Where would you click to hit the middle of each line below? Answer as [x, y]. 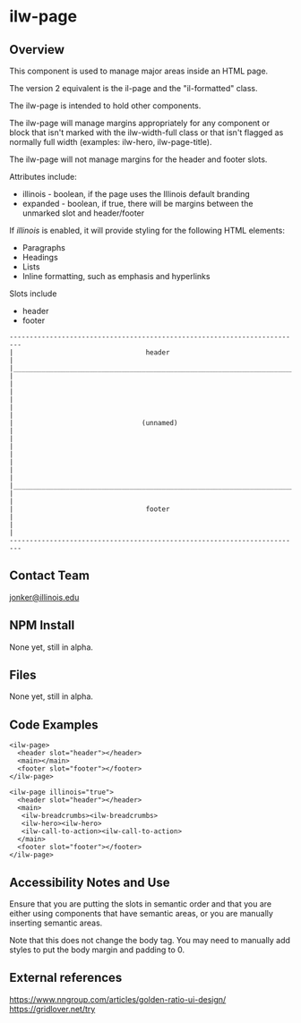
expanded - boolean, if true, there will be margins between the [138, 204]
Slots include [33, 294]
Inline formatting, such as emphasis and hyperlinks [116, 276]
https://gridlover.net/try [52, 1009]
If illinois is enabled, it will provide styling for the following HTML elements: [147, 230]
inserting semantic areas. [56, 923]
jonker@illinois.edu [44, 597]
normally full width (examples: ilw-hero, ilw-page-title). [111, 142]
